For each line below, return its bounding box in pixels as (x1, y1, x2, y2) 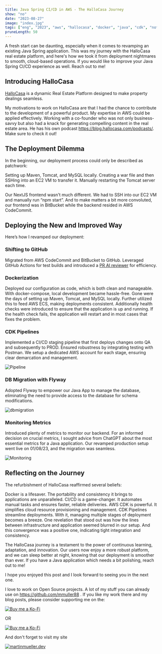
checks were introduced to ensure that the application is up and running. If (5, 306, 153, 312)
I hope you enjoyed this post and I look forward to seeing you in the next (5, 572, 148, 577)
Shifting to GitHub (5, 246, 48, 253)
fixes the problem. (5, 316, 41, 322)
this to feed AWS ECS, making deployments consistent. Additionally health (5, 301, 153, 307)
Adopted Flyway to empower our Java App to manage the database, (5, 387, 141, 393)
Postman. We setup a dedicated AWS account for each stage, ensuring (5, 350, 146, 356)
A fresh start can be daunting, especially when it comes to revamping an (5, 43, 149, 48)
